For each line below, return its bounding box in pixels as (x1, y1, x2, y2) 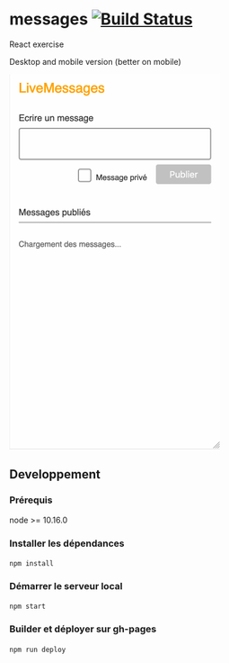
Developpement (9, 467, 101, 482)
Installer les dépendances (9, 537, 125, 549)
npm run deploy (9, 645, 66, 654)
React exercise (9, 39, 65, 50)
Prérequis (9, 494, 53, 506)
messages (9, 9, 88, 30)
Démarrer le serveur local (9, 579, 123, 592)
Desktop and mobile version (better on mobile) (9, 56, 181, 67)
